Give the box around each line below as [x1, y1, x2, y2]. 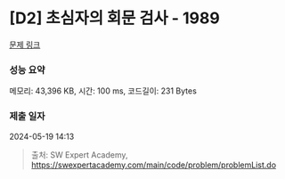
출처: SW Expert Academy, [30, 149, 128, 160]
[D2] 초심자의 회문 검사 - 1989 [9, 8, 220, 28]
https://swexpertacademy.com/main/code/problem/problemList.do [30, 159, 277, 170]
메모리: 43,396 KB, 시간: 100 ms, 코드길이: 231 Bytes [9, 85, 198, 96]
